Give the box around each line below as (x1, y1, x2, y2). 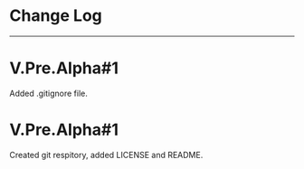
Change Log (9, 5, 102, 26)
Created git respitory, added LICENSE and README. (9, 149, 204, 160)
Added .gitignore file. (9, 88, 89, 99)
